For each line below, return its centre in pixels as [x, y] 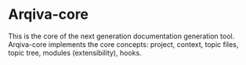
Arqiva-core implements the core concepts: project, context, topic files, [123, 44]
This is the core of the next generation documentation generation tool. [121, 36]
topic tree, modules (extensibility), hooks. [75, 52]
